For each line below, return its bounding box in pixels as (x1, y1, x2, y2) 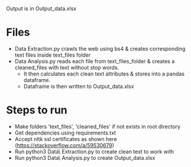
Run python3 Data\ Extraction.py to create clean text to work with (14, 148, 174, 155)
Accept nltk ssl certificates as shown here (14, 135, 117, 142)
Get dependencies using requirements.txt (14, 129, 116, 136)
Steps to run (6, 103, 68, 117)
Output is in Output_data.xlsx (6, 5, 77, 12)
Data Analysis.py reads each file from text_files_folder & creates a (14, 57, 175, 64)
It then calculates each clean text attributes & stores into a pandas (23, 70, 185, 77)
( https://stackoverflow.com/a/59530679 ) (14, 142, 114, 149)
